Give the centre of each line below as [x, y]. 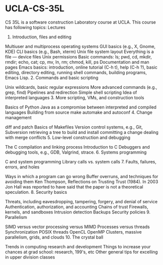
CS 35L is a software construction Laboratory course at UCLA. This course [81, 22]
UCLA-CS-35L [35, 9]
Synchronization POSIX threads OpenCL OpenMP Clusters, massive [73, 232]
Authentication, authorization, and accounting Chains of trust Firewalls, [77, 207]
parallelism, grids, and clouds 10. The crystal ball [54, 237]
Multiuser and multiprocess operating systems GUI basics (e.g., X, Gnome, [80, 46]
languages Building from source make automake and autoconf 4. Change [79, 112]
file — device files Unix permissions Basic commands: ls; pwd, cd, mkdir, [79, 56]
